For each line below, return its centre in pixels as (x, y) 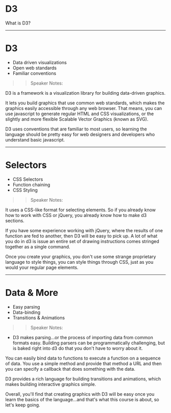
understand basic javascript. (35, 140)
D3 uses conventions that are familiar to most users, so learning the (76, 129)
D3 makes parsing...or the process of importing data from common (83, 337)
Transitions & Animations (39, 318)
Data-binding (26, 312)
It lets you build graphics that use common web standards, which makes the (85, 103)
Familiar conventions (34, 73)
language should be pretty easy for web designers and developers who (80, 134)
